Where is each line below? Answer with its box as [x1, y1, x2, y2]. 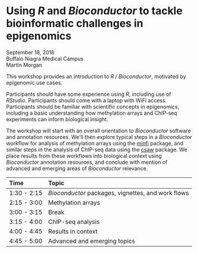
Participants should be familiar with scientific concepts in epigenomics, [6, 103, 180, 110]
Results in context [48, 227, 98, 235]
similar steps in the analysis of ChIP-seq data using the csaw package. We [6, 146, 187, 153]
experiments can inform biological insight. [6, 115, 108, 122]
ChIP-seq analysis [48, 218, 100, 226]
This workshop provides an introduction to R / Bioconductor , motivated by [6, 73, 186, 80]
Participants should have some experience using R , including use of [6, 90, 171, 98]
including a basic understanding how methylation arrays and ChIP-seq [6, 109, 177, 116]
